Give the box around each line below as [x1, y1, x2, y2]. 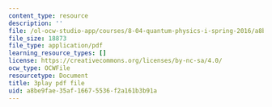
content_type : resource [8, 11, 89, 20]
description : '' [8, 19, 63, 27]
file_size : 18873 [8, 34, 67, 43]
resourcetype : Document [8, 72, 89, 80]
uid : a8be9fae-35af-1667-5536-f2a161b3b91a [8, 86, 158, 95]
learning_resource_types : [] [8, 49, 107, 57]
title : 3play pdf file [8, 79, 85, 87]
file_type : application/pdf [8, 42, 104, 50]
